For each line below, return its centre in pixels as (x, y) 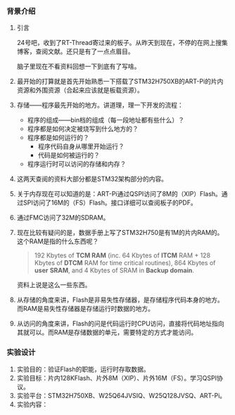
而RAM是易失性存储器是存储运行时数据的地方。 (85, 309)
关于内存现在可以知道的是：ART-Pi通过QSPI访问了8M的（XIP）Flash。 (119, 194)
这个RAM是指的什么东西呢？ (58, 241)
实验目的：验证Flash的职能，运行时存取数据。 (83, 369)
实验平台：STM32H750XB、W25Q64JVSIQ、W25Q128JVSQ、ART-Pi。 (121, 395)
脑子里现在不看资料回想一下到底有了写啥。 (78, 66)
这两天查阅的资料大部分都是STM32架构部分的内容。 (92, 179)
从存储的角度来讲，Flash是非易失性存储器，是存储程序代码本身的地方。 (120, 300)
